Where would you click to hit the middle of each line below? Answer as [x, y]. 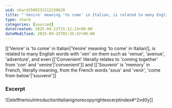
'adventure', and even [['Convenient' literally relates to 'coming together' [82, 59]
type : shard [18, 19]
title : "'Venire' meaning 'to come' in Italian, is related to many [80, 15]
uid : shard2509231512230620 [35, 10]
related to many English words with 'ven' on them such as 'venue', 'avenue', [85, 54]
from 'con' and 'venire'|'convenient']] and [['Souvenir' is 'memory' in [78, 65]
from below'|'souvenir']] [31, 75]
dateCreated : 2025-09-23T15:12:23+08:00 [49, 29]
